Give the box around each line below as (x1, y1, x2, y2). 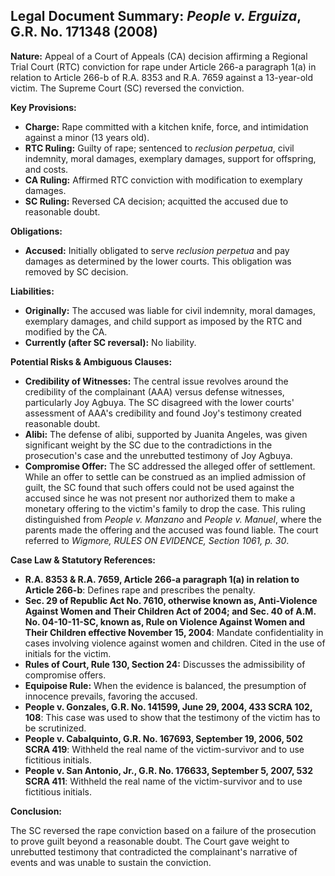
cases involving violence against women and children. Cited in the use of (24, 637, 326, 649)
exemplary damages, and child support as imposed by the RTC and (24, 315, 303, 327)
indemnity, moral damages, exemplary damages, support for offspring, (24, 152, 317, 164)
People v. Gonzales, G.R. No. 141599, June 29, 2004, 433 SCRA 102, (24, 700, 313, 713)
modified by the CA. (24, 325, 108, 338)
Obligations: (10, 225, 63, 237)
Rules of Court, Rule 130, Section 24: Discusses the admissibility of (24, 658, 306, 670)
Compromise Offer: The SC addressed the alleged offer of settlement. (24, 460, 316, 472)
